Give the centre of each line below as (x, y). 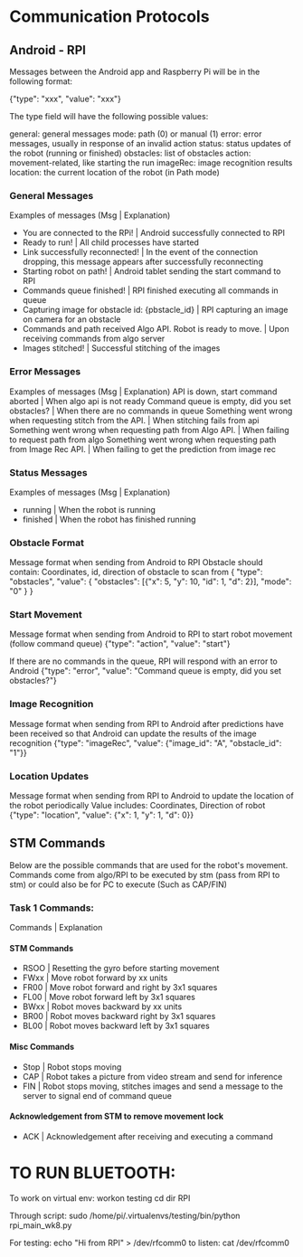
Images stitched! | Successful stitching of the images (121, 348)
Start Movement (46, 615)
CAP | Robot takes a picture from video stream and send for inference (152, 1076)
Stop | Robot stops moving (72, 1067)
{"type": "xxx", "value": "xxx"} (66, 99)
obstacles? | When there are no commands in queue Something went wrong (151, 411)
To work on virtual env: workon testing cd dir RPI (100, 1198)
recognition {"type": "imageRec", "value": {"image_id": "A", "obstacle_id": (146, 742)
